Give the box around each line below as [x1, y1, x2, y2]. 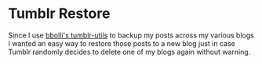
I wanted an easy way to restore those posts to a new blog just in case [8, 38, 235, 48]
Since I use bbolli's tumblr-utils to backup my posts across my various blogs [8, 30, 255, 40]
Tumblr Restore [8, 5, 111, 23]
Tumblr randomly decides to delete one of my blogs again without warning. [8, 47, 251, 56]
